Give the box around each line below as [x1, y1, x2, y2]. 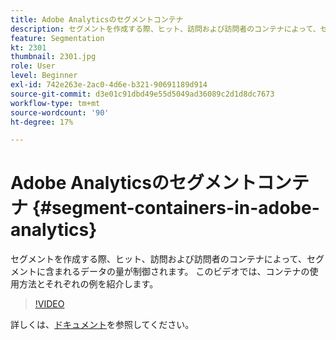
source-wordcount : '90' [10, 107, 110, 118]
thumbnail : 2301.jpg [10, 52, 97, 62]
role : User [10, 61, 56, 71]
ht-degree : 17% [10, 117, 74, 127]
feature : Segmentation [10, 33, 105, 43]
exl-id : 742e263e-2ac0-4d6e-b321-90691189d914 [10, 80, 208, 90]
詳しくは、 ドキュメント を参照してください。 [10, 319, 195, 331]
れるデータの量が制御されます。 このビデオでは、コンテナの [62, 266, 310, 278]
